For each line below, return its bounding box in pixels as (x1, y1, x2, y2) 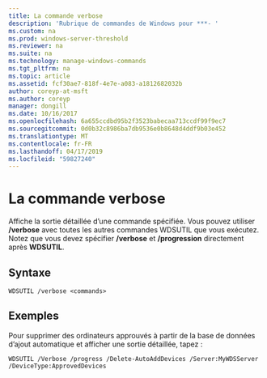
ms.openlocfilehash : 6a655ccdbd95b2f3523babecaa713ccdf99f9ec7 (8, 117, 227, 125)
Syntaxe (8, 265, 51, 279)
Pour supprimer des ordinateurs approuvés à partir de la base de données (8, 330, 256, 340)
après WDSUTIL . (8, 242, 65, 252)
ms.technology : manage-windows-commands (8, 57, 147, 66)
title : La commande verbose (8, 11, 104, 20)
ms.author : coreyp (8, 95, 70, 103)
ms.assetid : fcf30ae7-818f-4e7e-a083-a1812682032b (8, 79, 183, 87)
